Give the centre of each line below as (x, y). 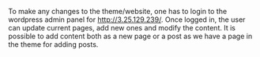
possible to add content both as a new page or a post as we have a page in (130, 36)
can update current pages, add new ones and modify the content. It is (122, 28)
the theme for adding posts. (53, 45)
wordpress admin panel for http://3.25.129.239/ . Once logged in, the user (127, 20)
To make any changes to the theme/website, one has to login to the (118, 11)
